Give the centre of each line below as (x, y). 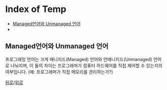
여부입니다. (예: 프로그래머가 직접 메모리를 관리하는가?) (59, 71)
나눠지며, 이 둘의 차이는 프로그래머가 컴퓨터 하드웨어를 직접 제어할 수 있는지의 (87, 65)
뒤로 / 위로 (14, 82)
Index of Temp (36, 9)
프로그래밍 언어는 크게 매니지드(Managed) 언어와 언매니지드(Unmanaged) (79, 59)
